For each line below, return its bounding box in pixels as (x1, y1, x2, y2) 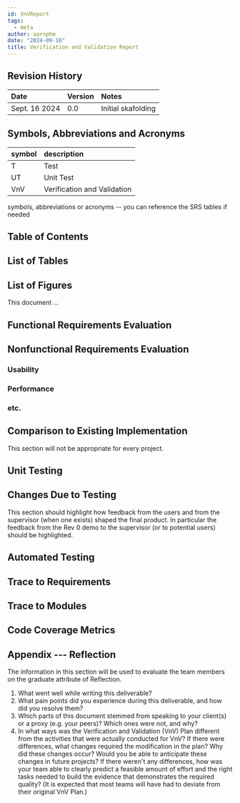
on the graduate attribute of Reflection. (7, 675, 122, 684)
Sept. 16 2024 (11, 103, 61, 113)
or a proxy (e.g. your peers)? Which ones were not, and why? (17, 719, 199, 728)
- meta (14, 24, 34, 31)
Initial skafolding (101, 103, 156, 113)
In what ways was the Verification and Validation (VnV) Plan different (17, 727, 220, 736)
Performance (7, 384, 55, 394)
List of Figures (7, 279, 73, 291)
